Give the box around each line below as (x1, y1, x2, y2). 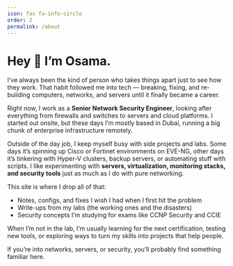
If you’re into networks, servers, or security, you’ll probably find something (7, 245, 221, 253)
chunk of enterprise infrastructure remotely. (7, 126, 134, 135)
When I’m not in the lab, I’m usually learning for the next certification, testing (7, 224, 226, 233)
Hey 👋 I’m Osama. (7, 53, 111, 69)
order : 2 (7, 17, 33, 24)
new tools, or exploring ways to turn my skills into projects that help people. (7, 232, 224, 240)
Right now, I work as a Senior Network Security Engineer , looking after (7, 104, 212, 113)
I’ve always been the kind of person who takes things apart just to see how (7, 76, 222, 84)
